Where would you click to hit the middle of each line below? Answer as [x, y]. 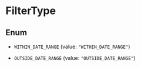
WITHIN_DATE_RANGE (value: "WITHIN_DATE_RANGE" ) [72, 46]
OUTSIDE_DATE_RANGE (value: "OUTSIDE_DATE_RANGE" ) [75, 58]
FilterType [31, 11]
